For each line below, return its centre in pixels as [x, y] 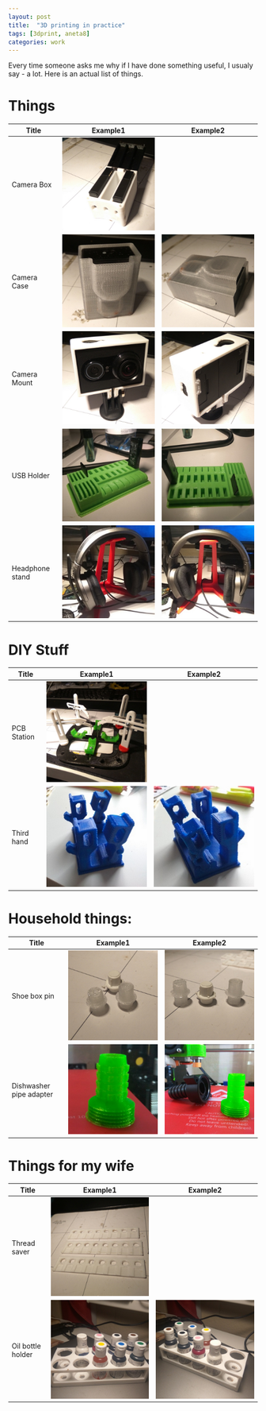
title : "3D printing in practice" [67, 25]
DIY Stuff [39, 649]
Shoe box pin [33, 996]
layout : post [30, 17]
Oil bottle [26, 1346]
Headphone [30, 568]
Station [23, 737]
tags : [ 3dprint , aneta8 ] [49, 33]
